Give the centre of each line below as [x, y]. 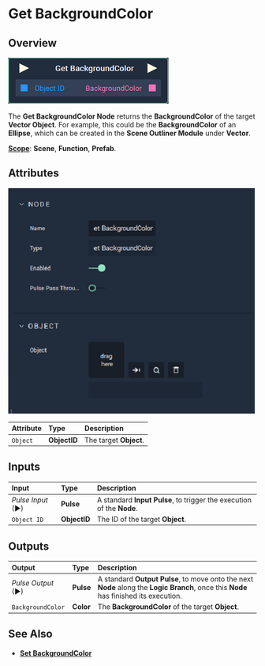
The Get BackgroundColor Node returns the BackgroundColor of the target [132, 116]
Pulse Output [32, 583]
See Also [30, 634]
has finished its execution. [140, 596]
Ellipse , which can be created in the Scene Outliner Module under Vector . [129, 133]
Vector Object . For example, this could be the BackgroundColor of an [122, 125]
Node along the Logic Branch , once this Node [172, 587]
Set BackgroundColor [56, 653]
